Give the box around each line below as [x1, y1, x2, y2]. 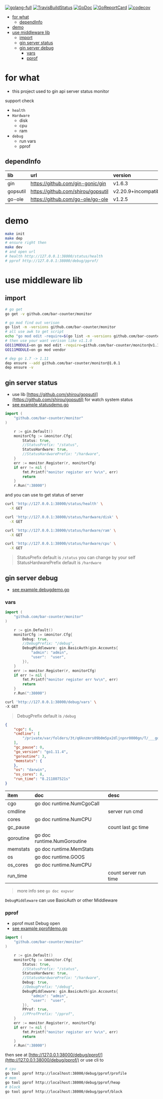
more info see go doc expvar [16, 888, 74, 893]
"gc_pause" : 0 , [14, 745, 45, 750]
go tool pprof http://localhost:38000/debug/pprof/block [5, 1089, 123, 1094]
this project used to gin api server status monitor [12, 88, 110, 94]
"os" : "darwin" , [14, 768, 47, 773]
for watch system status [84, 396, 133, 403]
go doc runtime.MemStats [34, 845, 94, 852]
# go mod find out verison [5, 320, 60, 325]
